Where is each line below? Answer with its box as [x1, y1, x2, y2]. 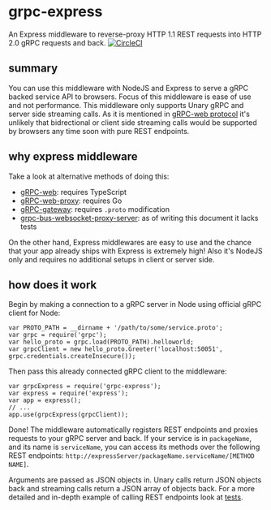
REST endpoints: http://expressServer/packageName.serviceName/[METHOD [8, 451, 256, 460]
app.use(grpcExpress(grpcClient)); [8, 411, 129, 419]
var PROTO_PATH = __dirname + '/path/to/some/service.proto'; [8, 324, 223, 332]
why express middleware [8, 149, 138, 164]
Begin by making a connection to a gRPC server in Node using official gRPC [8, 300, 262, 309]
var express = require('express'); [8, 389, 129, 398]
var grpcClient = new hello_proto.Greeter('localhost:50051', [8, 345, 223, 353]
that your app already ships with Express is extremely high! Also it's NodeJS [8, 246, 264, 256]
